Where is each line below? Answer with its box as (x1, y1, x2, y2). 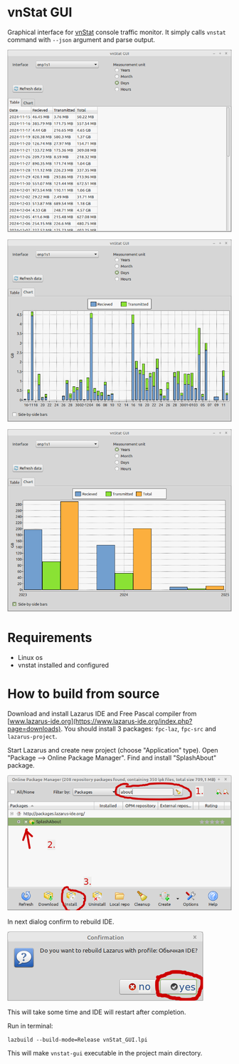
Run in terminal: (7, 1022, 53, 1031)
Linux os (17, 653, 43, 661)
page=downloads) (7, 724, 61, 733)
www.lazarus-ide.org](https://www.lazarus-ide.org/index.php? (9, 717, 193, 725)
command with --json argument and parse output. (7, 35, 155, 43)
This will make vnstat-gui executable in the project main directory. (7, 1049, 203, 1058)
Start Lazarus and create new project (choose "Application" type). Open (7, 745, 218, 754)
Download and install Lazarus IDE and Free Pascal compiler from (7, 709, 197, 718)
